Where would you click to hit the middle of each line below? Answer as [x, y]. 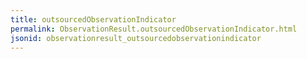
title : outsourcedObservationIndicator [93, 19]
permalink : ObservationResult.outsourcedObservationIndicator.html [154, 29]
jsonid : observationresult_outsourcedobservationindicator [136, 38]
